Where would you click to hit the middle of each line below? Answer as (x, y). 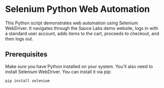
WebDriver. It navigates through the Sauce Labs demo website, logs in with (82, 28)
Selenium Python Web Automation (78, 9)
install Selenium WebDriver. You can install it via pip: (58, 72)
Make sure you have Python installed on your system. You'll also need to (79, 66)
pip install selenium (27, 81)
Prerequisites (26, 54)
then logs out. (19, 39)
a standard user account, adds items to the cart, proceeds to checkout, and (82, 33)
